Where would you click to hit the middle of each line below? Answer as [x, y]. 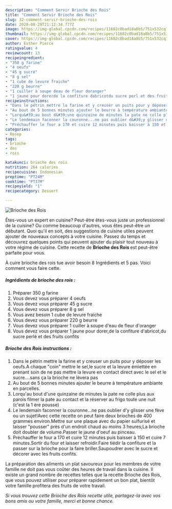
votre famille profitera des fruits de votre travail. [56, 485]
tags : [11, 139]
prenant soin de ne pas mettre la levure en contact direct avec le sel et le [89, 372]
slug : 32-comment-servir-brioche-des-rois [51, 19]
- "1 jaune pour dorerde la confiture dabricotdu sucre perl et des [80, 96]
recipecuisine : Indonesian [34, 172]
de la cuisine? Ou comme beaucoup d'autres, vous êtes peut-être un [78, 226]
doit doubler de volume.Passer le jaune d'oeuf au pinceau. [74, 432]
